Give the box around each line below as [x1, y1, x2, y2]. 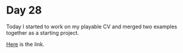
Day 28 [6, 4, 42, 17]
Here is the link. [6, 41, 45, 48]
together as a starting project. [6, 29, 79, 36]
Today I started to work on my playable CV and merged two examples [6, 23, 178, 30]
